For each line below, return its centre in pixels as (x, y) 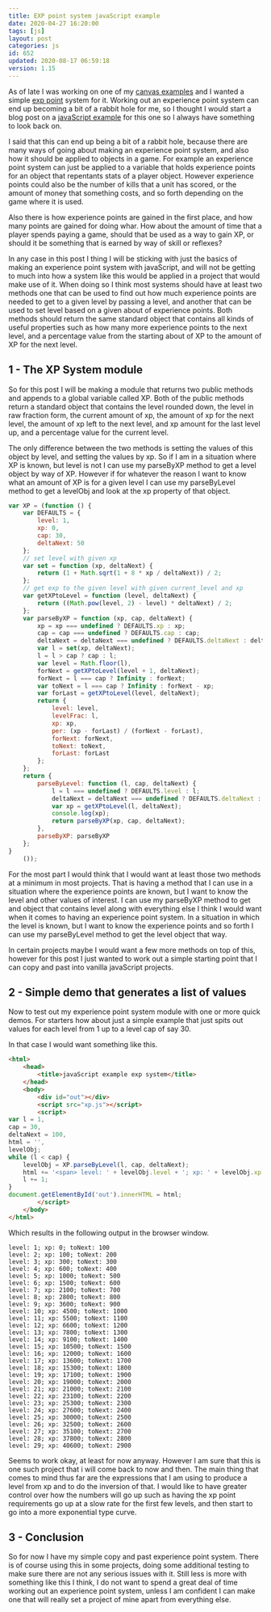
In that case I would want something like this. (83, 1045)
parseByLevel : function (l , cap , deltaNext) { (117, 783)
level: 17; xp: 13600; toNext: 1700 (70, 1361)
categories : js (34, 46)
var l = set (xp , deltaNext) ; (86, 648)
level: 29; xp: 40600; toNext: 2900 (70, 1446)
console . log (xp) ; (81, 814)
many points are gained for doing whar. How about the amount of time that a (135, 225)
